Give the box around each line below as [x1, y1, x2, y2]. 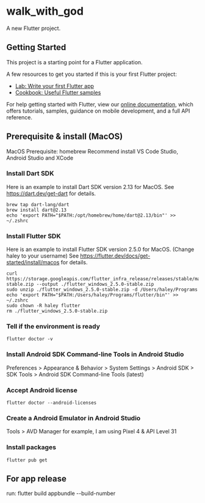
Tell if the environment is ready [6, 322, 101, 331]
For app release [6, 474, 67, 484]
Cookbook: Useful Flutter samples [15, 89, 101, 96]
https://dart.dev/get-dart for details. [6, 190, 96, 197]
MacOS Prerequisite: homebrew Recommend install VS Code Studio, [6, 147, 179, 155]
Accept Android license [6, 386, 77, 394]
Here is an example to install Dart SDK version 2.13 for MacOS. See [6, 183, 174, 190]
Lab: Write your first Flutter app [15, 82, 95, 89]
